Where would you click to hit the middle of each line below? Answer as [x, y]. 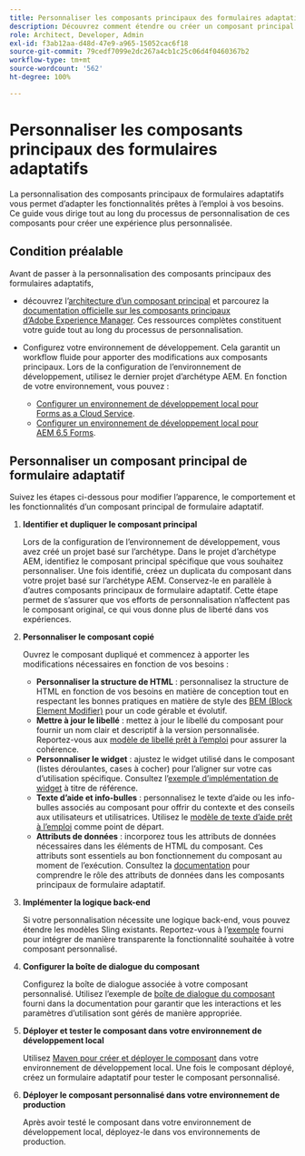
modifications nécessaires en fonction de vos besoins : [126, 664]
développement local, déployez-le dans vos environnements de [141, 1132]
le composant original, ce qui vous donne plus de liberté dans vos [146, 609]
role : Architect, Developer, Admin [77, 35]
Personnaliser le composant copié [88, 637]
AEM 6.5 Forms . [66, 432]
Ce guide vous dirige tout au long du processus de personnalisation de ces [150, 213]
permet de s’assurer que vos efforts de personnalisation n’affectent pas [156, 600]
